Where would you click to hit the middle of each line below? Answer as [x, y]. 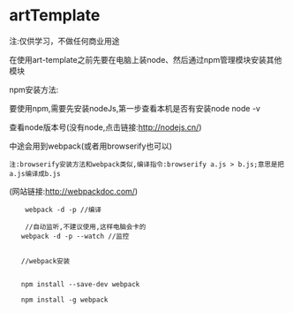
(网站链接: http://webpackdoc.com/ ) [74, 191]
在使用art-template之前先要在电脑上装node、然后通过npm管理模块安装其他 [146, 59]
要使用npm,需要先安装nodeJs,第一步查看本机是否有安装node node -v [135, 108]
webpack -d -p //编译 [63, 210]
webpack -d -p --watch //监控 [75, 236]
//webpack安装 [45, 261]
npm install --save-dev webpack [80, 284]
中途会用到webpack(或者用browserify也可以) [91, 146]
